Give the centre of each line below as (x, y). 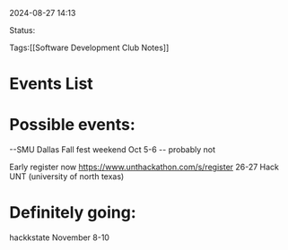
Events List (52, 84)
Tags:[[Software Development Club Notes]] (89, 47)
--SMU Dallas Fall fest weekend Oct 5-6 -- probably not (113, 150)
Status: (22, 30)
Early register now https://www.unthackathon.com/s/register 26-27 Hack (144, 167)
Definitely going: (73, 213)
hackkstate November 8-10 (60, 237)
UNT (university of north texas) (67, 177)
